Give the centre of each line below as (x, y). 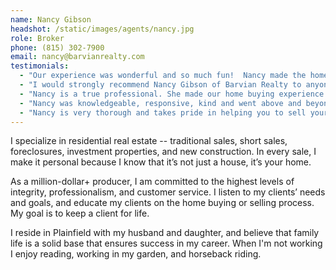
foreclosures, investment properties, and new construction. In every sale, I (163, 152)
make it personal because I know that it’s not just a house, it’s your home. (161, 162)
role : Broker (37, 38)
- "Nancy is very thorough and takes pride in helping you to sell (163, 112)
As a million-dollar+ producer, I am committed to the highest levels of (152, 182)
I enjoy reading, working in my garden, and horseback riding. (136, 254)
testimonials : (40, 66)
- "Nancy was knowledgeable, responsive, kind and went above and (160, 103)
